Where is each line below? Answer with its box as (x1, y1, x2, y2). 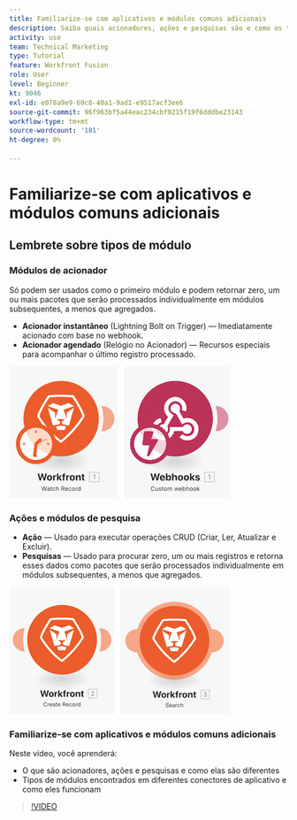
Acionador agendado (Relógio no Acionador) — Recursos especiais (21, 339, 270, 349)
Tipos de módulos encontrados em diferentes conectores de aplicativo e (21, 775, 287, 786)
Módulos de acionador (9, 264, 108, 277)
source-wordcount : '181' (9, 126, 101, 135)
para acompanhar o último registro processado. (21, 349, 196, 359)
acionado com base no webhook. (21, 330, 144, 341)
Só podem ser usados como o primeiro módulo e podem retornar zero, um (9, 284, 280, 295)
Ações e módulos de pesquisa (9, 511, 141, 524)
